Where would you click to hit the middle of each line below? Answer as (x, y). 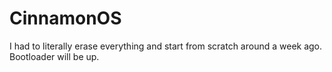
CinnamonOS (65, 18)
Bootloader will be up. (54, 56)
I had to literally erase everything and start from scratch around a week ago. (166, 46)
